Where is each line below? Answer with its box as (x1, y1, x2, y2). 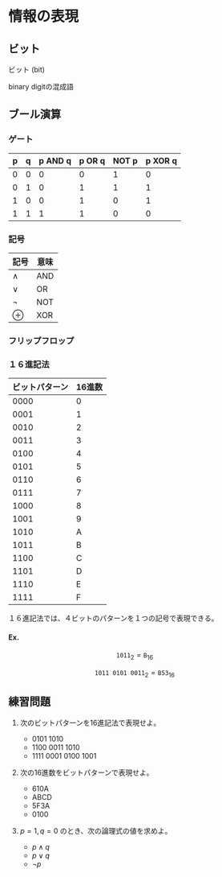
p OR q (79, 154, 106, 166)
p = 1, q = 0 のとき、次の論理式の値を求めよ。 (19, 826, 172, 835)
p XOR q (145, 154, 178, 166)
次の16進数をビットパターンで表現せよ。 (19, 768, 154, 777)
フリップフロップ (8, 335, 75, 346)
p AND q (38, 154, 72, 166)
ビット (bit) (8, 65, 46, 74)
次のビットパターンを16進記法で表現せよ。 (19, 718, 161, 727)
